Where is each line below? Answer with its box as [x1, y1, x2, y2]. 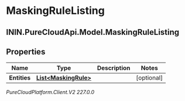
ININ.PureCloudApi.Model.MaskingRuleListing [6, 27, 180, 37]
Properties [6, 46, 46, 56]
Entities [9, 74, 31, 82]
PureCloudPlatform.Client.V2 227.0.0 [6, 89, 95, 96]
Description [97, 64, 131, 72]
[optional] [136, 74, 163, 82]
